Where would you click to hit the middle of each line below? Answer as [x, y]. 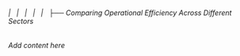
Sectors [21, 21]
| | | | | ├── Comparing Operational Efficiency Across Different [120, 13]
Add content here [37, 46]
